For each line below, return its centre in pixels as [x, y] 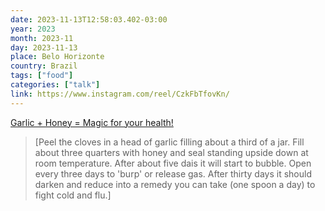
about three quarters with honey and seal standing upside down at [171, 152]
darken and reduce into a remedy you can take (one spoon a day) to [175, 184]
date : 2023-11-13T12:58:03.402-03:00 [89, 19]
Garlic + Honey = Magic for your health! [92, 122]
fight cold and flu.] [73, 195]
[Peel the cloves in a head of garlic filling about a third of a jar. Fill [169, 142]
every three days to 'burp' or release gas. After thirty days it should [173, 173]
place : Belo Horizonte [57, 57]
